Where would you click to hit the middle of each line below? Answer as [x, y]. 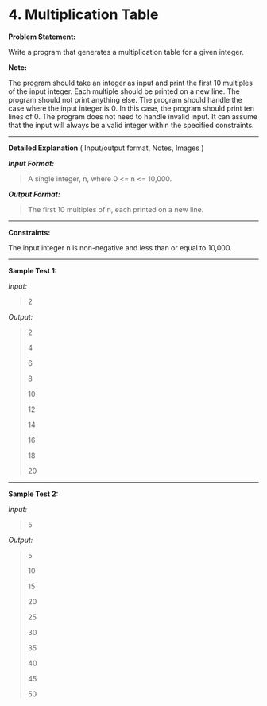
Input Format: [31, 163]
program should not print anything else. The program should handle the [125, 99]
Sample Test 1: [33, 270]
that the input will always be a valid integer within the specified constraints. [131, 125]
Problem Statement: [42, 37]
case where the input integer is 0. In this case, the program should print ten [132, 108]
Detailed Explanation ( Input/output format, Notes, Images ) [106, 148]
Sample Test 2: [33, 494]
